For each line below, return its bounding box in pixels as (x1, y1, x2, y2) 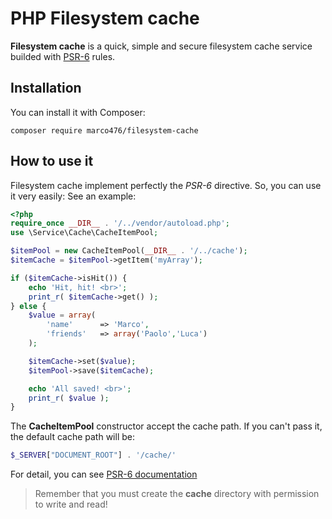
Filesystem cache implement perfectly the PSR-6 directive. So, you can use (10, 179, 322, 191)
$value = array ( (28, 310, 97, 321)
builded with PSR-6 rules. (10, 50, 116, 62)
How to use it (10, 153, 94, 170)
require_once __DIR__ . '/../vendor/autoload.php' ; (10, 218, 230, 229)
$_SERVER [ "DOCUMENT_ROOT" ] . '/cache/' (10, 450, 177, 461)
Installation (10, 80, 82, 97)
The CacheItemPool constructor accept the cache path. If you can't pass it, (10, 420, 323, 432)
